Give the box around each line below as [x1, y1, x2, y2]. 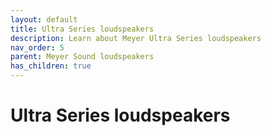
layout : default [10, 14, 78, 25]
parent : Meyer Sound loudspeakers [10, 52, 155, 62]
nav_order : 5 [10, 42, 65, 53]
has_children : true [10, 61, 92, 71]
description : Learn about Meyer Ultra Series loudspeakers [10, 33, 262, 43]
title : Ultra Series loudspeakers [10, 24, 155, 34]
